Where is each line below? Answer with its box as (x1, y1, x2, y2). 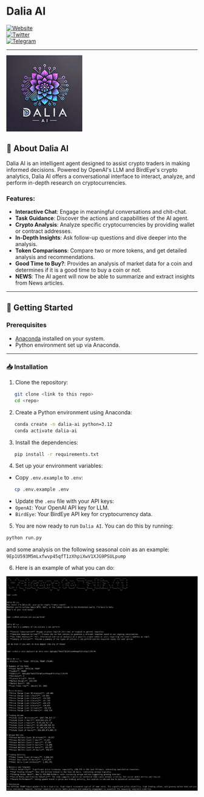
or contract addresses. (15, 227, 72, 235)
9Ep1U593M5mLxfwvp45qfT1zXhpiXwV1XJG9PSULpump (6, 553, 126, 560)
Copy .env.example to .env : (15, 474, 83, 481)
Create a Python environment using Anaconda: (15, 408, 132, 416)
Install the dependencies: (15, 439, 79, 446)
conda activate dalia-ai (14, 428, 78, 434)
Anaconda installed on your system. (15, 335, 105, 342)
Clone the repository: (15, 379, 69, 386)
